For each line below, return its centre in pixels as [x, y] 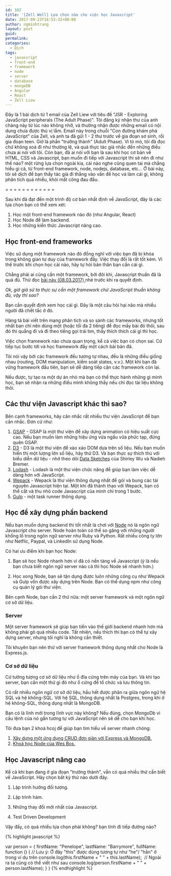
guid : [11, 34]
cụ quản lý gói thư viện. [37, 587]
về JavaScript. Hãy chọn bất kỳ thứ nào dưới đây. [57, 778]
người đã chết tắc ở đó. [30, 311]
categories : [18, 43]
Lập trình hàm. [28, 797]
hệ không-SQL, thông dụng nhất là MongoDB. [53, 703]
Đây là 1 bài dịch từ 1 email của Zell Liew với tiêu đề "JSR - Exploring [76, 115]
